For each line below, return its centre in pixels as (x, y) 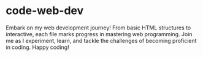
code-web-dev (45, 11)
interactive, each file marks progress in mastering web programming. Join (99, 34)
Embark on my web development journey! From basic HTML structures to (98, 28)
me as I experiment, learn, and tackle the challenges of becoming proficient (101, 40)
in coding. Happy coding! (37, 47)
